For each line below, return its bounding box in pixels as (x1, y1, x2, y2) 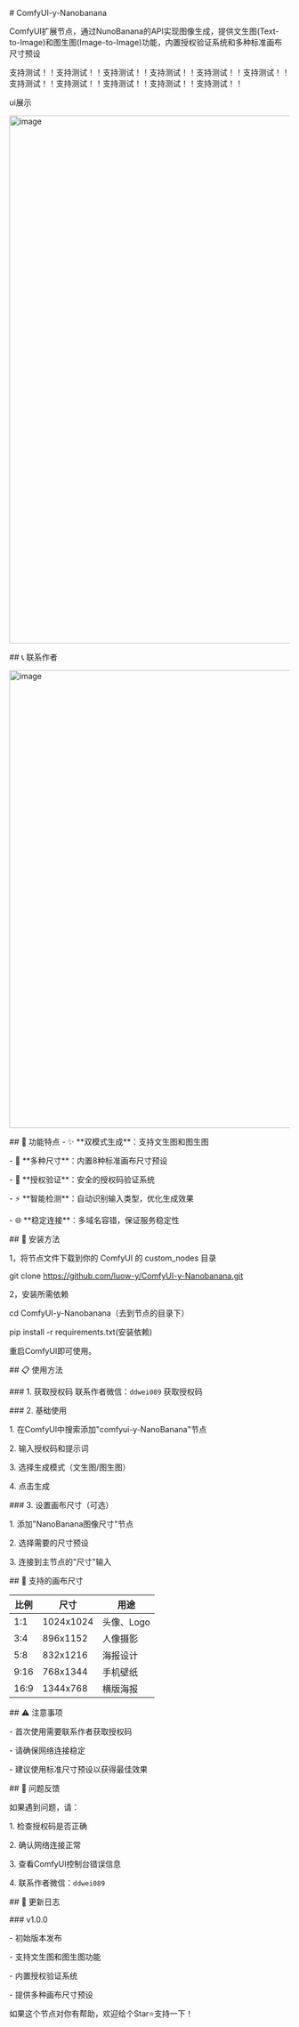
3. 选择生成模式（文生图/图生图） (9, 1462, 131, 1472)
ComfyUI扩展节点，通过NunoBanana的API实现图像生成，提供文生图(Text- (9, 26, 279, 36)
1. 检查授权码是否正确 (9, 1820, 87, 1831)
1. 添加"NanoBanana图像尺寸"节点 (9, 1519, 134, 1529)
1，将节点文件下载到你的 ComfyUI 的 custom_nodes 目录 (9, 1253, 216, 1263)
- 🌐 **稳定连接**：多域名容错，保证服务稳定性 (9, 1215, 180, 1225)
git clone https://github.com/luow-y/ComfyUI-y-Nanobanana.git (9, 1270, 244, 1281)
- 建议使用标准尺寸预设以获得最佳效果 (9, 1764, 149, 1774)
